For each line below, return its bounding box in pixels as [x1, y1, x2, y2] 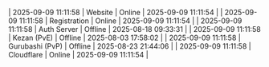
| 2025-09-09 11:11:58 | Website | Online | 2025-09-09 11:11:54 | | [8, 8, 223, 17]
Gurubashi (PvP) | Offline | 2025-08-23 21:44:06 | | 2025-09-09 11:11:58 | [8, 41, 251, 51]
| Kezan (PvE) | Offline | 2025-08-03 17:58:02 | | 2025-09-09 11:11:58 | [8, 33, 241, 42]
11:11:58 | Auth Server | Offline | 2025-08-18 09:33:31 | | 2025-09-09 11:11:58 [8, 25, 261, 33]
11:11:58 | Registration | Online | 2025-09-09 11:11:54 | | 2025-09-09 [18, 16, 243, 26]
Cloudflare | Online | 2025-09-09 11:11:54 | [8, 50, 149, 59]
